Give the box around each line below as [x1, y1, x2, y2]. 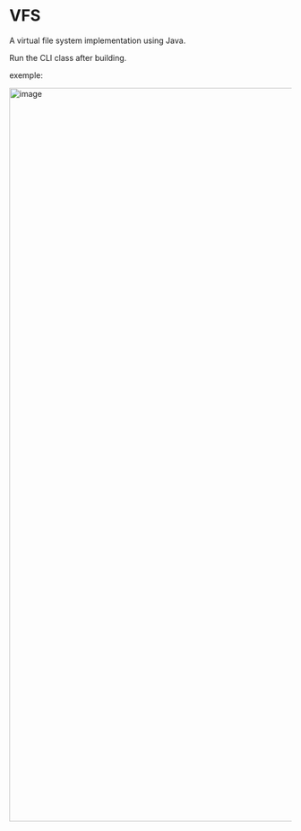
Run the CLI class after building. [9, 52, 127, 63]
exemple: [9, 69, 43, 81]
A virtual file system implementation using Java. [9, 35, 186, 46]
